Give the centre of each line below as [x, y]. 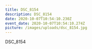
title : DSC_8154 [22, 10]
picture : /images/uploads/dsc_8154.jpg [46, 28]
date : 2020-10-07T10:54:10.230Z [38, 19]
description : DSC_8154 [28, 14]
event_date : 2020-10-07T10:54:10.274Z [45, 23]
